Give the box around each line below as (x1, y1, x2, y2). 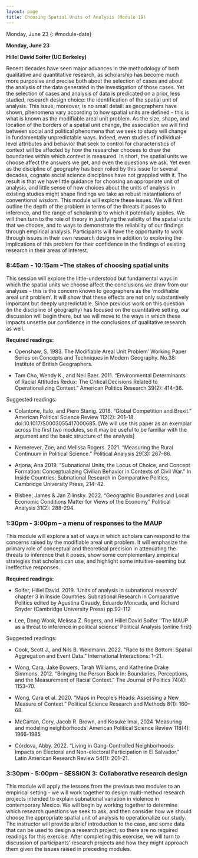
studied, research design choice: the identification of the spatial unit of (6, 96, 178, 103)
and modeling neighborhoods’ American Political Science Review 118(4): (14, 725, 190, 732)
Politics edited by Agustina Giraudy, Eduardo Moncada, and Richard (14, 599, 180, 606)
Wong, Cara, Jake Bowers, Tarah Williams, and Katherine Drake (14, 664, 169, 671)
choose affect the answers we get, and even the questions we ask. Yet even (6, 159, 191, 166)
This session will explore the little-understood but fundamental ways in (6, 275, 178, 282)
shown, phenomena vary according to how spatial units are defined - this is (6, 109, 190, 116)
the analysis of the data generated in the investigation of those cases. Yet (6, 83, 184, 90)
